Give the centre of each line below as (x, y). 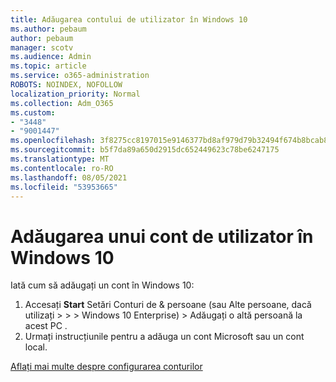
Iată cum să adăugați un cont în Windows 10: (102, 285)
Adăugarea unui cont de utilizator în (162, 236)
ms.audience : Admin (51, 57)
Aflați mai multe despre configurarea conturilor (106, 367)
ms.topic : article (48, 66)
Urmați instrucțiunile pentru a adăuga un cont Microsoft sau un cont (164, 337)
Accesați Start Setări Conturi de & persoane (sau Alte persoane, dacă (168, 305)
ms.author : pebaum (48, 29)
